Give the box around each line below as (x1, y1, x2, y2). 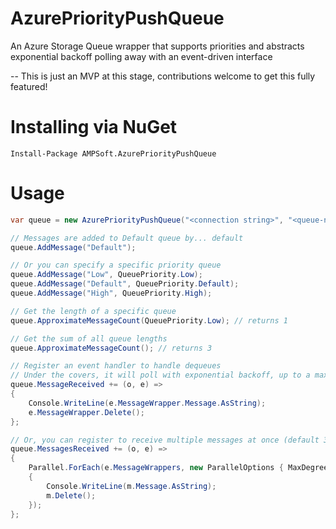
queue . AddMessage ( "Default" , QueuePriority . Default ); (10, 279, 240, 289)
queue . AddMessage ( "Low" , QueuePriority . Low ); (10, 270, 203, 280)
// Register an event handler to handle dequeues (10, 361, 222, 371)
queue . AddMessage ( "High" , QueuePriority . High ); (10, 288, 213, 299)
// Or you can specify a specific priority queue (10, 260, 222, 271)
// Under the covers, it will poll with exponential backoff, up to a (10, 370, 311, 381)
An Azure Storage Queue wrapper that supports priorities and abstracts (10, 40, 305, 52)
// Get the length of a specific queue (10, 306, 177, 316)
